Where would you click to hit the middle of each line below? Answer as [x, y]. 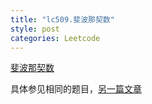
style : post [35, 29]
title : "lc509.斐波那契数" [62, 19]
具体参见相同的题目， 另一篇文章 [76, 89]
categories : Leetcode [55, 38]
